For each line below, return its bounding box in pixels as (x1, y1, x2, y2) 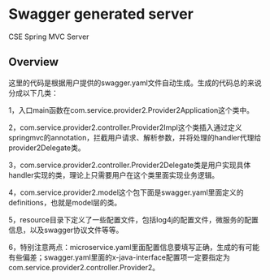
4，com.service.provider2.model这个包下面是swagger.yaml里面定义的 (8, 187, 244, 197)
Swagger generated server (8, 5, 194, 24)
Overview (8, 55, 59, 69)
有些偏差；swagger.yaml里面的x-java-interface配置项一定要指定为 (8, 252, 230, 262)
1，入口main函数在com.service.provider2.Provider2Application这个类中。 (8, 105, 255, 114)
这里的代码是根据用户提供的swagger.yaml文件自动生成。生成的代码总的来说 (8, 78, 262, 88)
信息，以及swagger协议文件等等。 (8, 225, 124, 235)
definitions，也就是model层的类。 (8, 197, 122, 207)
